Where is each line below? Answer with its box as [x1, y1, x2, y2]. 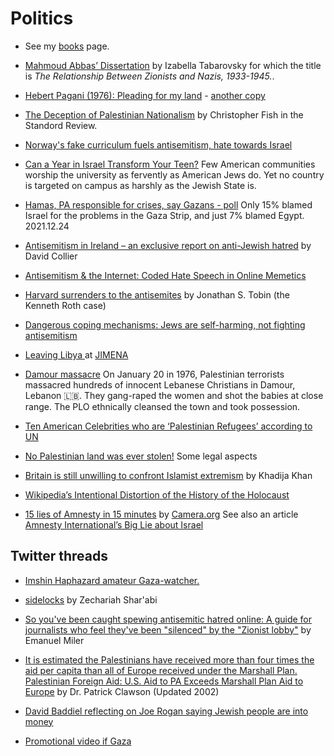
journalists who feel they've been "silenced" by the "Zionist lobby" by [24, 623, 312, 636]
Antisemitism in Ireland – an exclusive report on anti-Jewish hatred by [24, 239, 312, 251]
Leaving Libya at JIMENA [24, 348, 129, 361]
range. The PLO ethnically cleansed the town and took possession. [24, 400, 301, 412]
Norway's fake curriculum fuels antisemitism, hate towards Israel [24, 138, 293, 151]
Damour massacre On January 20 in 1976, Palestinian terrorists [24, 368, 285, 380]
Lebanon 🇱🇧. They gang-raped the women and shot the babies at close [24, 389, 324, 401]
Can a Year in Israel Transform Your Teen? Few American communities [24, 158, 316, 170]
